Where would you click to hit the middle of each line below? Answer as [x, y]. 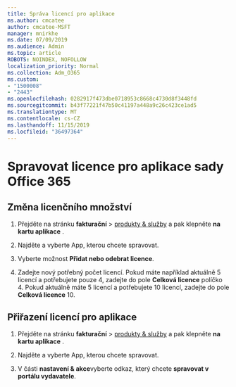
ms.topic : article [34, 53]
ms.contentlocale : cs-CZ [44, 118]
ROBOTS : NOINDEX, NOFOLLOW [47, 60]
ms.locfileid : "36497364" [45, 132]
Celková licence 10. [46, 295]
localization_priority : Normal [53, 66]
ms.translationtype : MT [42, 112]
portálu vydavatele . [46, 376]
